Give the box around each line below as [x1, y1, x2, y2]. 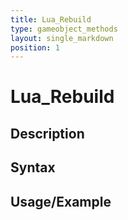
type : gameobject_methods [10, 24, 118, 34]
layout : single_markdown [10, 33, 114, 43]
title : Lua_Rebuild [10, 14, 92, 25]
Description [10, 125, 85, 142]
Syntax [10, 159, 56, 176]
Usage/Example [10, 193, 112, 210]
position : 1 [10, 42, 60, 53]
